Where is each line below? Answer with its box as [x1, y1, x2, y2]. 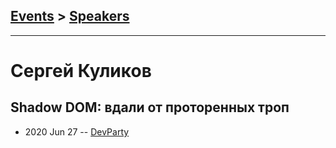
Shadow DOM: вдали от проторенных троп [10, 99, 290, 116]
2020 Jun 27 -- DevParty [24, 125, 130, 138]
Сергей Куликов [10, 60, 152, 82]
